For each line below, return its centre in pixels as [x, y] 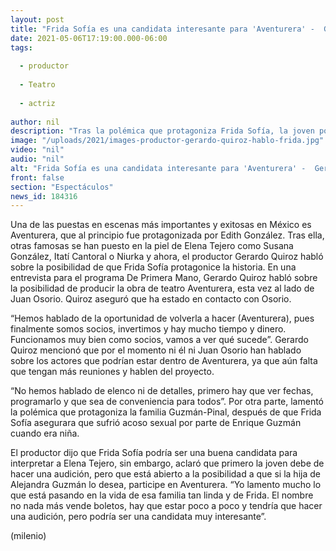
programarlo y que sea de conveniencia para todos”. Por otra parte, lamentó [167, 402]
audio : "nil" [37, 159]
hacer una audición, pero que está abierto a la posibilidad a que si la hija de [165, 474]
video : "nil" [37, 150]
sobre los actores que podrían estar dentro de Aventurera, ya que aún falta [164, 361]
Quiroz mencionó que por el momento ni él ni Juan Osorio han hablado [156, 350]
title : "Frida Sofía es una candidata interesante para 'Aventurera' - [162, 29]
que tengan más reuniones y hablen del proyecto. [112, 372]
